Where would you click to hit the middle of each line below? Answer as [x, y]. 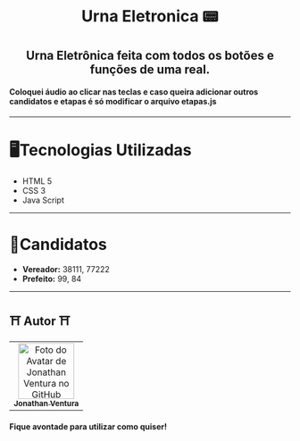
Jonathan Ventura [46, 404]
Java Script [43, 200]
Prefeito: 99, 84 [52, 279]
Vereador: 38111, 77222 [66, 269]
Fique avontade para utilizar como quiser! [88, 427]
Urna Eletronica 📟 [150, 17]
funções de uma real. [150, 69]
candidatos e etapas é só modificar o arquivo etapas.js [113, 102]
